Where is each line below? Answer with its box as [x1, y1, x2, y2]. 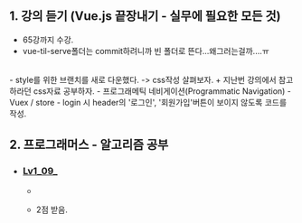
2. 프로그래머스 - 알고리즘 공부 [9, 137, 169, 153]
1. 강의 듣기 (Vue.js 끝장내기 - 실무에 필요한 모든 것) [9, 8, 282, 24]
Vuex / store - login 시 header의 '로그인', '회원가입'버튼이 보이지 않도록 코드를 [9, 97, 288, 107]
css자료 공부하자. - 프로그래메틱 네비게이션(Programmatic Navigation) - [33, 85, 292, 97]
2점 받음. [35, 204, 68, 215]
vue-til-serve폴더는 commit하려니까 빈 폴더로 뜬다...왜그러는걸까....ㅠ [22, 45, 269, 56]
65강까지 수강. [22, 34, 74, 45]
